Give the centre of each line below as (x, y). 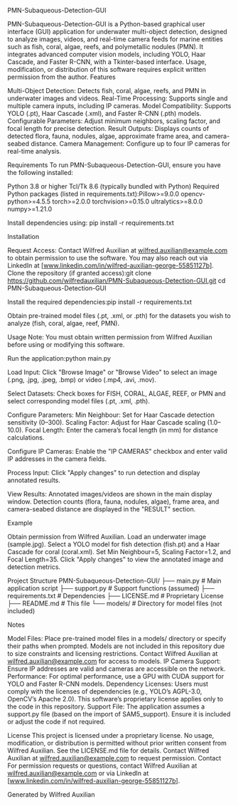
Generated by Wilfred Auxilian (51, 795)
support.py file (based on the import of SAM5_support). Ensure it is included (119, 714)
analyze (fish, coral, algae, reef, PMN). (63, 323)
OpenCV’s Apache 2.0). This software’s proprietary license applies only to (115, 699)
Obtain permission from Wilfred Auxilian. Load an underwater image (107, 537)
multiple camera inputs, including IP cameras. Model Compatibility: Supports (119, 106)
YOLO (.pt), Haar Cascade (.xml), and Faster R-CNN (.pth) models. (104, 113)
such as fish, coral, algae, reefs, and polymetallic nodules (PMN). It (106, 47)
